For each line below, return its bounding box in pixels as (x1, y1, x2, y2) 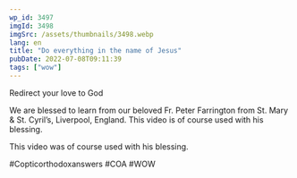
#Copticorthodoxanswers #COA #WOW (9, 158, 157, 169)
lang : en (9, 38, 42, 47)
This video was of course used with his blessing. (9, 140, 190, 152)
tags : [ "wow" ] (9, 64, 63, 72)
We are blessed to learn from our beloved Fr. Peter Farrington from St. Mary (9, 105, 289, 115)
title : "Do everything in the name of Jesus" (9, 47, 182, 55)
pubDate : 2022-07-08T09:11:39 (9, 55, 123, 64)
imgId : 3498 (9, 21, 54, 30)
